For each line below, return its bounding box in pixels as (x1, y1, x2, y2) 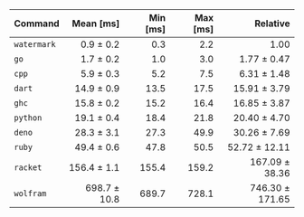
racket (14, 163, 43, 173)
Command (14, 17, 61, 30)
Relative (254, 17, 290, 30)
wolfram (14, 189, 47, 198)
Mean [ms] (71, 17, 120, 30)
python (14, 113, 43, 123)
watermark (14, 40, 56, 49)
